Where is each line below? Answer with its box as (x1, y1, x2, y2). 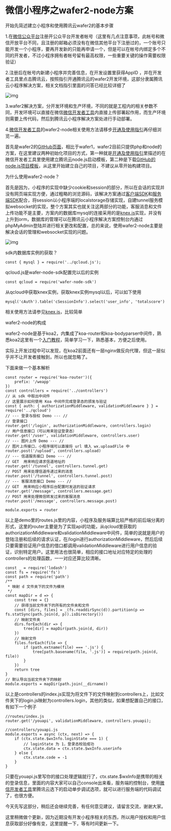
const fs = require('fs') (5, 569, 60, 575)
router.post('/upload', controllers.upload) (5, 448, 101, 453)
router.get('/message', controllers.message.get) (5, 489, 113, 494)
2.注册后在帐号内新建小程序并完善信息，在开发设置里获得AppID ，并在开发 (5, 69, 162, 75)
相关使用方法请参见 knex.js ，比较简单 (5, 308, 83, 314)
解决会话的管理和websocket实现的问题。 (5, 228, 91, 235)
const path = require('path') (5, 574, 70, 579)
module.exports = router (5, 507, 58, 512)
